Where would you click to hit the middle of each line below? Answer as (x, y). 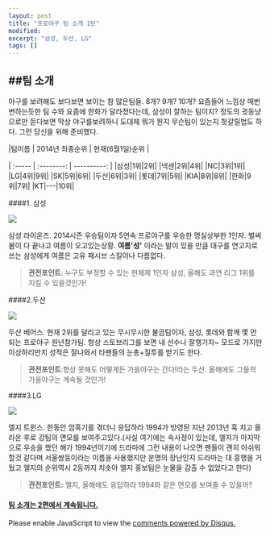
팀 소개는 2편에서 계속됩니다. (53, 505)
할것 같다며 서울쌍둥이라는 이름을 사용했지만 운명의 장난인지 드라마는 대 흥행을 (131, 457)
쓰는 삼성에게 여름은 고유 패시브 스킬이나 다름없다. (87, 256)
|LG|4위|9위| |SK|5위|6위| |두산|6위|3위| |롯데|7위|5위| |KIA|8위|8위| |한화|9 (130, 176)
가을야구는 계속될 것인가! (67, 379)
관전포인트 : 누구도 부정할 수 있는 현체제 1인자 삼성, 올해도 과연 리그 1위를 (141, 272)
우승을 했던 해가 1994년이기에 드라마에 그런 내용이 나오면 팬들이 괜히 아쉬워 (142, 447)
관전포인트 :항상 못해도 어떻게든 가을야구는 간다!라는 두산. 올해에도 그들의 (142, 369)
